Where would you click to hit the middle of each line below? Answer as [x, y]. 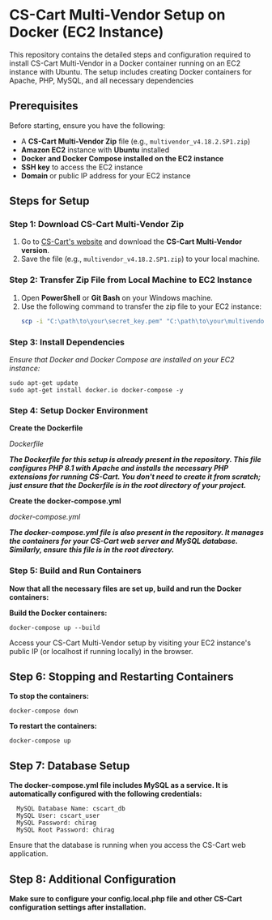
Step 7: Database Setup [70, 766]
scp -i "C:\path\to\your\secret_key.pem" [92, 321]
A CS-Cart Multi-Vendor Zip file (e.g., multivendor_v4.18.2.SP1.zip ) [136, 141]
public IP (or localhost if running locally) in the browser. [101, 651]
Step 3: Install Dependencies [67, 342]
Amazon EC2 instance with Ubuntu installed [95, 150]
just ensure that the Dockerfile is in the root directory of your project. [127, 486]
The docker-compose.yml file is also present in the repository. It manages [136, 533]
